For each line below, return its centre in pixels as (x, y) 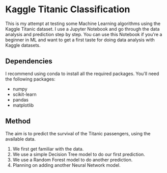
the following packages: (30, 79)
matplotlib (23, 105)
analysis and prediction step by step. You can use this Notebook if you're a (84, 34)
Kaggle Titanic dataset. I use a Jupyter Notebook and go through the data (82, 29)
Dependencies (29, 61)
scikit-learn (24, 94)
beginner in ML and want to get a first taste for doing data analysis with (80, 40)
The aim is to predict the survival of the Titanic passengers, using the (78, 133)
